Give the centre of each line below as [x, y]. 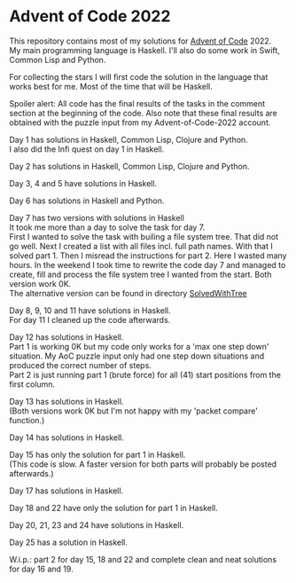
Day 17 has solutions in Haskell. [66, 491]
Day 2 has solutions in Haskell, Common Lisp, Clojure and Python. [129, 166]
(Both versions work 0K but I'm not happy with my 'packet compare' [134, 411]
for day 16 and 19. [41, 569]
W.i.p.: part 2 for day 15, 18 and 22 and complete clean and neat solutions [143, 559]
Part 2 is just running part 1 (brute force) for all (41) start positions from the [145, 374]
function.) [27, 420]
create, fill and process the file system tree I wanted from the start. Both [140, 274]
